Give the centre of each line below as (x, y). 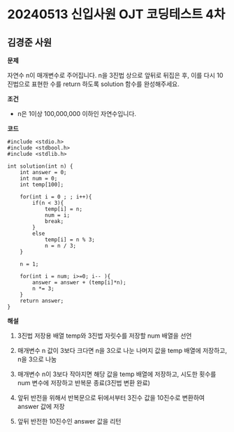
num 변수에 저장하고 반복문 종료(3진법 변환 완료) (83, 383)
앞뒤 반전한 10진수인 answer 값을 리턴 (69, 421)
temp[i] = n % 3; (70, 240)
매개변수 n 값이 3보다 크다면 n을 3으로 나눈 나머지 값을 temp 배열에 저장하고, (122, 351)
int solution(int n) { (40, 166)
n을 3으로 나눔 (37, 359)
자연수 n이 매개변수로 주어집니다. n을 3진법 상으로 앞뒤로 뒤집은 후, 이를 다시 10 (115, 75)
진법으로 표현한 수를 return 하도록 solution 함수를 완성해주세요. (93, 84)
